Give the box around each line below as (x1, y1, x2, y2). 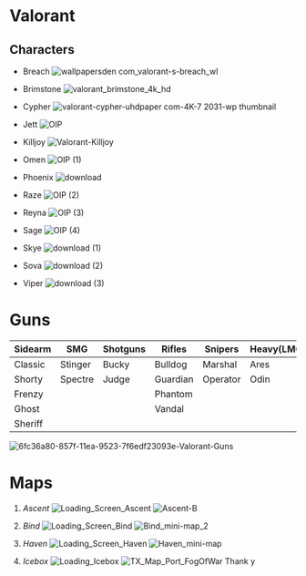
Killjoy (22, 137, 46, 147)
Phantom (154, 387, 193, 400)
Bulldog (154, 357, 188, 370)
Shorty (14, 373, 44, 386)
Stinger (60, 357, 92, 370)
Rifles (161, 343, 188, 355)
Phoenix (22, 172, 54, 182)
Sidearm (14, 343, 52, 355)
